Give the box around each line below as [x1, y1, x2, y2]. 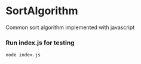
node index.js [5, 52, 41, 58]
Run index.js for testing [5, 39, 75, 47]
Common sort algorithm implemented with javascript [5, 24, 135, 31]
